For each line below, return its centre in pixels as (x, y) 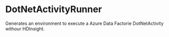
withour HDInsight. (25, 28)
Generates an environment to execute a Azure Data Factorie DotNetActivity (84, 23)
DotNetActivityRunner (54, 9)
